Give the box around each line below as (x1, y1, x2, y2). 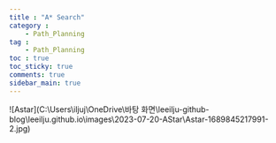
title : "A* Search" (9, 12, 86, 22)
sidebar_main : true (9, 79, 81, 87)
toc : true (9, 54, 50, 63)
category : (9, 21, 50, 30)
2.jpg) (9, 123, 31, 133)
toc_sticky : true (9, 63, 73, 71)
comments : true (9, 71, 65, 79)
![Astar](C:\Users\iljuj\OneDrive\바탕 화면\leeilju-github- (9, 103, 210, 115)
